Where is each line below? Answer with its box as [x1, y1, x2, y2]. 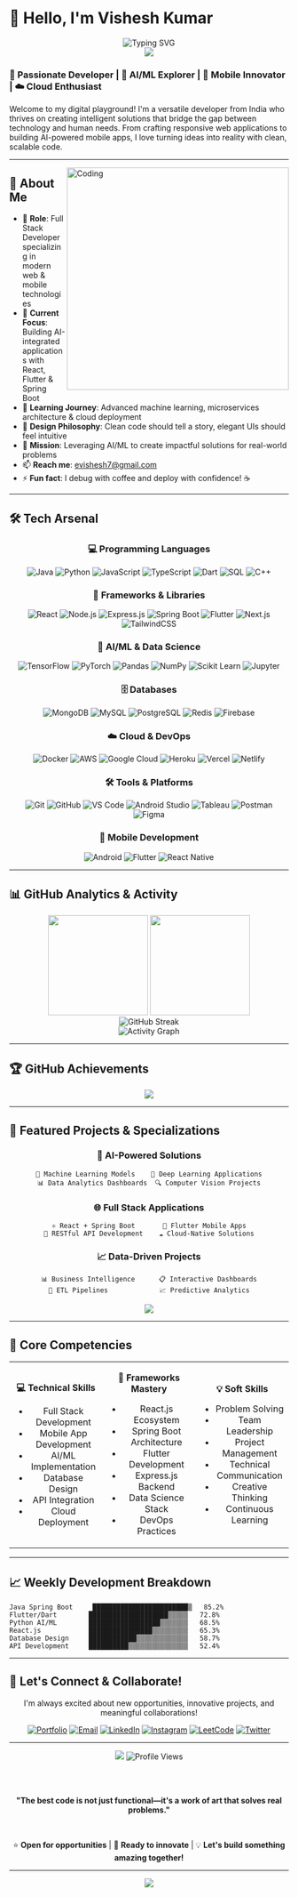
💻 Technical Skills [16, 1381, 96, 1394]
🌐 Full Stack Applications [93, 1201, 205, 1213]
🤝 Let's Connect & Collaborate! [9, 1674, 183, 1689]
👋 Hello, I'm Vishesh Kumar [9, 8, 214, 28]
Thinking [231, 1491, 269, 1504]
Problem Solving [216, 1403, 284, 1415]
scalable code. [9, 141, 63, 152]
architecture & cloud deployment [21, 412, 142, 422]
